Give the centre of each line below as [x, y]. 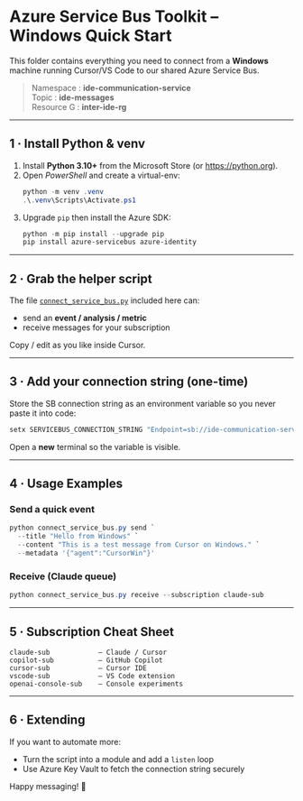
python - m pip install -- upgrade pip [93, 234]
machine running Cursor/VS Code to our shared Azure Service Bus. [134, 70]
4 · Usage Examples [66, 484]
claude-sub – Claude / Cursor [88, 652]
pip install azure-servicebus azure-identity [109, 242]
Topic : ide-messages [73, 97]
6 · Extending [47, 720]
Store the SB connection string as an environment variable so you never [143, 403]
